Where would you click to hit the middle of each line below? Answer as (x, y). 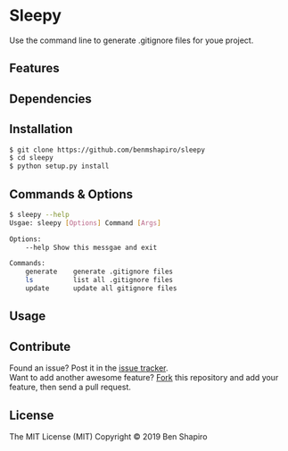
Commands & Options (71, 194)
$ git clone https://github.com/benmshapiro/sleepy (107, 150)
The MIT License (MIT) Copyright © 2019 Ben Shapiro (108, 436)
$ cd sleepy (31, 158)
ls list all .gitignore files (99, 280)
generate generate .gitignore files (99, 272)
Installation (41, 129)
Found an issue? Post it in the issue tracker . (89, 368)
